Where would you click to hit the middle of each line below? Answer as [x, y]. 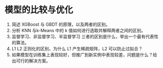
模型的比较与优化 [39, 10]
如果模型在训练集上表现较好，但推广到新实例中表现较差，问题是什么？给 [84, 54]
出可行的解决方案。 [31, 61]
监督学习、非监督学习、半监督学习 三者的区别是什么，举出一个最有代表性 [85, 36]
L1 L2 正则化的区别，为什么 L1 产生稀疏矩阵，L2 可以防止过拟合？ [77, 49]
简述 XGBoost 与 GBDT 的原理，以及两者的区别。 [61, 24]
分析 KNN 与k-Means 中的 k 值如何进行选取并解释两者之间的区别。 [79, 30]
